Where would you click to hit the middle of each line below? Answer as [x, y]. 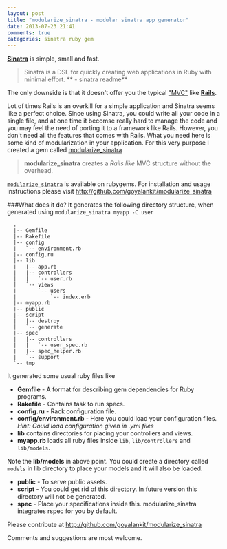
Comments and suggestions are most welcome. [75, 538]
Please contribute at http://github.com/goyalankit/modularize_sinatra [105, 525]
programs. [32, 397]
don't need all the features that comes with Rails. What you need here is [109, 136]
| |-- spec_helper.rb [47, 351]
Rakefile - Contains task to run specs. [71, 404]
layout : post [26, 13]
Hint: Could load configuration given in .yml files [85, 426]
